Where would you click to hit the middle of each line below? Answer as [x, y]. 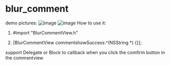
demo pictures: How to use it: [56, 23]
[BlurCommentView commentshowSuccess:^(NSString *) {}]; [77, 42]
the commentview [24, 58]
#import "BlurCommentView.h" [45, 32]
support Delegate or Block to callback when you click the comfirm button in [85, 52]
